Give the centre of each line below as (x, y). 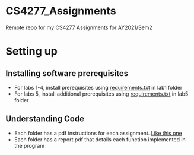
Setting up (31, 51)
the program (29, 145)
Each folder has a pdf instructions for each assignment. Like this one (98, 133)
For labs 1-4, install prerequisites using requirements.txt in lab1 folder (98, 87)
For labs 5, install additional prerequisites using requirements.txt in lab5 (101, 94)
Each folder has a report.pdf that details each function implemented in (100, 139)
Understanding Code (45, 119)
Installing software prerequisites (67, 73)
